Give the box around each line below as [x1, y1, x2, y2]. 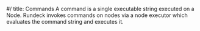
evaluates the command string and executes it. [6, 18, 124, 25]
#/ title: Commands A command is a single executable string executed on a [6, 5, 195, 12]
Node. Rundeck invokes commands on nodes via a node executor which [6, 12, 188, 19]
